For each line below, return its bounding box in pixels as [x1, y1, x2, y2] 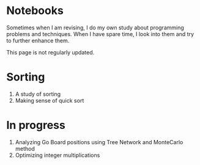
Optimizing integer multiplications [15, 151, 100, 159]
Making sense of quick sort [15, 97, 84, 104]
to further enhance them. [6, 37, 70, 44]
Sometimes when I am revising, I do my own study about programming [6, 24, 185, 31]
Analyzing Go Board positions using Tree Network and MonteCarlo [15, 138, 183, 145]
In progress [6, 119, 65, 132]
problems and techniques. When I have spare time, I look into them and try [6, 30, 194, 37]
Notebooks [6, 4, 64, 18]
